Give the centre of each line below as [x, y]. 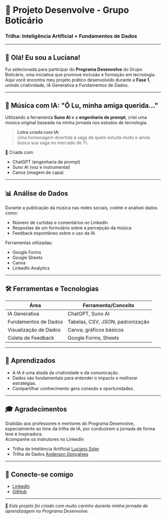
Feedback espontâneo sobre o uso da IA [54, 233]
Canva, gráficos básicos [96, 330]
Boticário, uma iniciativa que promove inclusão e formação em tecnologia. [81, 75]
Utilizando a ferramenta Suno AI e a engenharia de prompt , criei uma [76, 117]
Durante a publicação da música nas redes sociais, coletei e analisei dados [82, 208]
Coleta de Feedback [31, 338]
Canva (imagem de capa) [38, 172]
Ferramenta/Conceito [108, 305]
